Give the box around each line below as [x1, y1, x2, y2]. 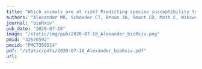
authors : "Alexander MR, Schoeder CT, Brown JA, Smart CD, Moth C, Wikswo [6, 14, 198, 20]
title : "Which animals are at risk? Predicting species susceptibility [6, 8, 189, 15]
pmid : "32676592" [6, 37, 50, 43]
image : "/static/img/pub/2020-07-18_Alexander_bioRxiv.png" [6, 31, 161, 37]
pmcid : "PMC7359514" [6, 43, 58, 49]
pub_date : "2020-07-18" [6, 25, 66, 32]
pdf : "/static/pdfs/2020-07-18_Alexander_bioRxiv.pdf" [6, 48, 147, 54]
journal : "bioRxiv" [6, 20, 55, 26]
